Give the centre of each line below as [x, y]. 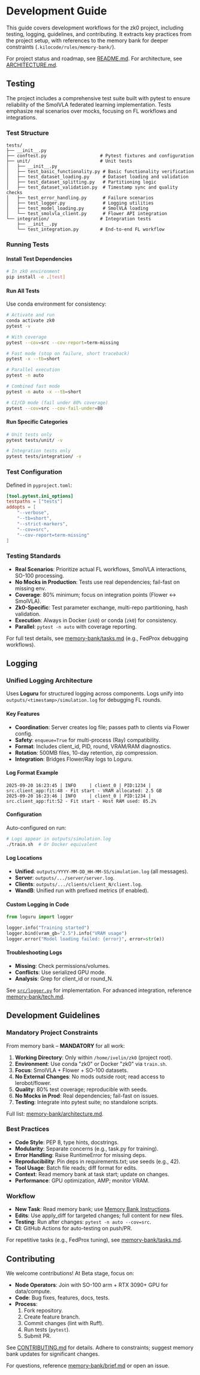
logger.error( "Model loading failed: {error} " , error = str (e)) [85, 939]
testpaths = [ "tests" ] [34, 502]
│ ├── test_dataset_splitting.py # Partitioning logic [81, 182]
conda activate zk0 [31, 321]
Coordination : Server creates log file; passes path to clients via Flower [102, 727]
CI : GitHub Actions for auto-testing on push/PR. [73, 1228]
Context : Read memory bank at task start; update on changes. [92, 1174]
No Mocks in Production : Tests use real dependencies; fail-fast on [97, 582]
